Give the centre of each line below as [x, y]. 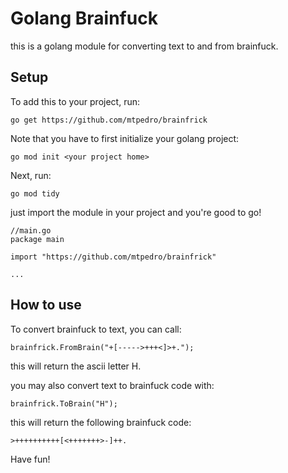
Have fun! [30, 459]
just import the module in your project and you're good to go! [136, 212]
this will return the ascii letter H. [76, 366]
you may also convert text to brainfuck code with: [112, 385]
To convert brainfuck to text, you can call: [96, 329]
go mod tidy [35, 193]
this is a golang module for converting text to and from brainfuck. [144, 46]
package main [37, 239]
